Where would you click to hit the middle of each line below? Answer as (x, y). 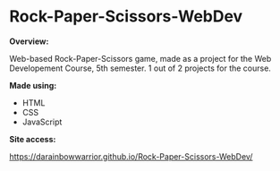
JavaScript (42, 122)
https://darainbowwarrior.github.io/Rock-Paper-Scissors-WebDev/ (131, 156)
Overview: (29, 41)
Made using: (33, 85)
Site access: (33, 139)
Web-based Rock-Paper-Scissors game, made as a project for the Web (140, 58)
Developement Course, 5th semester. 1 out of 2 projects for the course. (140, 68)
